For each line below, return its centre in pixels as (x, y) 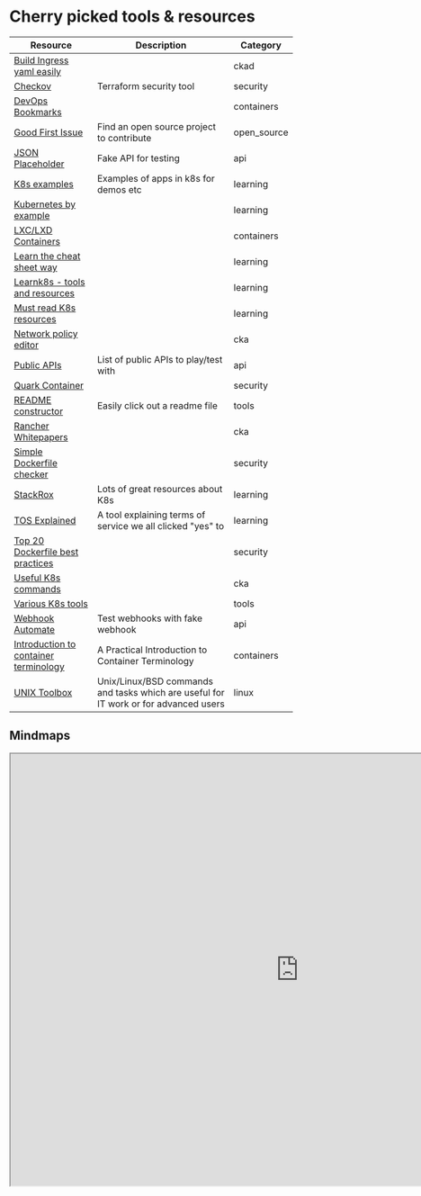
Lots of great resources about (160, 489)
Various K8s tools (51, 603)
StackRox (34, 494)
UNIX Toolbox (43, 692)
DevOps (31, 101)
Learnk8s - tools (49, 282)
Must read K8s (45, 308)
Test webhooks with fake (150, 618)
